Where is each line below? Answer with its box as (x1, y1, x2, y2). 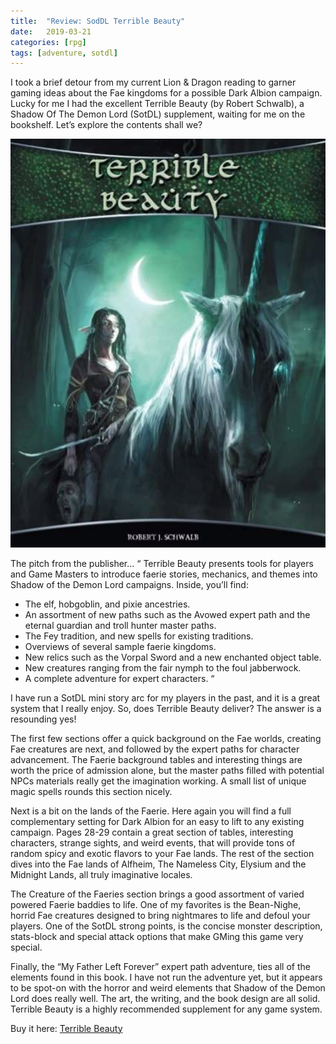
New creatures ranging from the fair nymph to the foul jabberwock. (24, 661, 302, 674)
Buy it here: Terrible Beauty (10, 1022, 123, 1034)
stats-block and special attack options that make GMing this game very (10, 930, 304, 942)
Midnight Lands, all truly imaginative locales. (10, 868, 193, 880)
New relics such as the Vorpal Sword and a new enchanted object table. (24, 651, 322, 663)
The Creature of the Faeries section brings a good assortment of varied (10, 888, 305, 900)
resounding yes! (10, 713, 77, 725)
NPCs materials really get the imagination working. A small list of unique (10, 775, 307, 787)
